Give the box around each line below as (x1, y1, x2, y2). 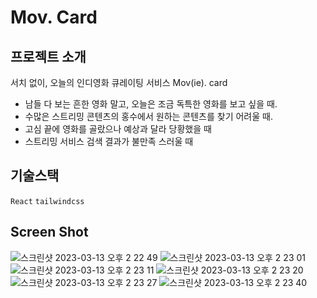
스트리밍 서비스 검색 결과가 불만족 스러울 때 (24, 136, 194, 147)
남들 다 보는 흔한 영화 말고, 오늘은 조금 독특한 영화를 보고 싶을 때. (24, 98, 278, 110)
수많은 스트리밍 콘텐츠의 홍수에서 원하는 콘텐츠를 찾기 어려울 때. (24, 111, 273, 122)
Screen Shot (10, 224, 89, 241)
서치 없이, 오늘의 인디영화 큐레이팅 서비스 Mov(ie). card (10, 77, 228, 88)
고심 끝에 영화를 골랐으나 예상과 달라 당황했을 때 (24, 123, 212, 135)
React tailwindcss (10, 196, 85, 206)
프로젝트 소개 (10, 48, 87, 65)
